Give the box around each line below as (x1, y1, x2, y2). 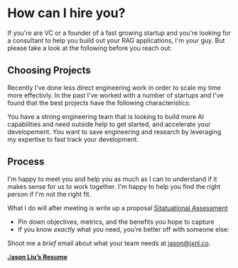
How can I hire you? (7, 5, 126, 21)
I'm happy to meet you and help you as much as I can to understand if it (7, 175, 217, 183)
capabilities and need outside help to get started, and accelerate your (7, 120, 211, 128)
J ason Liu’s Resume (7, 252, 67, 261)
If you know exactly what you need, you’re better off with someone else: (17, 225, 229, 233)
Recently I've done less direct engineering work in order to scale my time (7, 83, 222, 92)
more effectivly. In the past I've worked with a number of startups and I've (7, 91, 224, 99)
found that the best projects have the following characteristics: (7, 98, 191, 107)
